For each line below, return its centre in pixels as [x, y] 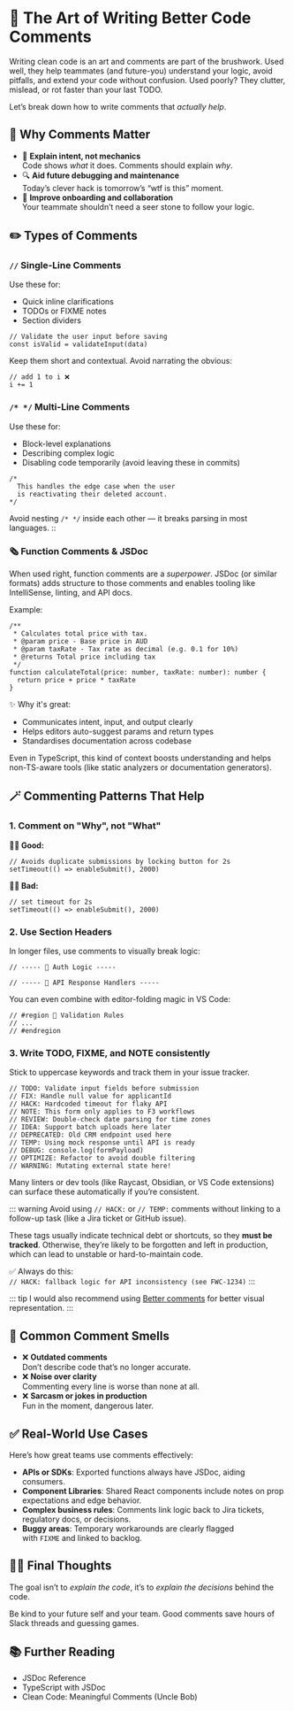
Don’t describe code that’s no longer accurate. [106, 1368]
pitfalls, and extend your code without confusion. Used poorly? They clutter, [147, 80]
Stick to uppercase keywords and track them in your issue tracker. [129, 1072]
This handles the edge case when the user [96, 486]
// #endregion [35, 1031]
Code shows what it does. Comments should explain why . [127, 165]
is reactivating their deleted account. [92, 494]
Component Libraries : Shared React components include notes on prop [153, 1491]
